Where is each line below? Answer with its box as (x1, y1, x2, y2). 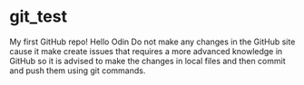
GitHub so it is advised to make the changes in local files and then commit (9, 55, 286, 66)
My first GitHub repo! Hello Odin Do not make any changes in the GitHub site (9, 36, 296, 47)
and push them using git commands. (9, 65, 146, 76)
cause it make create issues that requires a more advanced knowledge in (9, 45, 283, 56)
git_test (9, 6, 68, 27)
